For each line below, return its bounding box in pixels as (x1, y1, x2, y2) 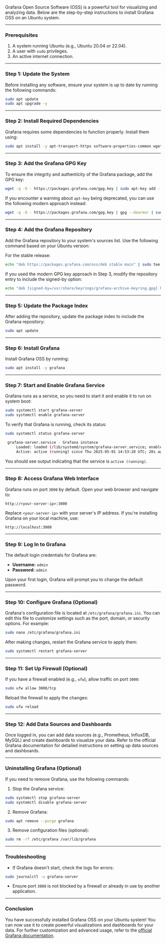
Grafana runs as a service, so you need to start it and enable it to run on (5, 393, 152, 399)
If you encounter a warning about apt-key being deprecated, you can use (5, 195, 154, 201)
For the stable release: (5, 252, 51, 258)
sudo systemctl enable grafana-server (5, 413, 85, 418)
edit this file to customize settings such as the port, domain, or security (5, 615, 150, 621)
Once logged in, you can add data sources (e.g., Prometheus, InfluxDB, (5, 732, 150, 738)
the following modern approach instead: (5, 200, 86, 206)
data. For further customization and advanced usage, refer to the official (5, 927, 152, 933)
